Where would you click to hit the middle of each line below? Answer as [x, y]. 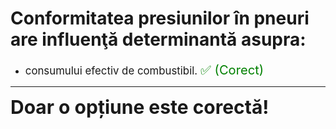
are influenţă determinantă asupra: [158, 39]
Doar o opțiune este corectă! [140, 107]
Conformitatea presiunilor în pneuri [160, 18]
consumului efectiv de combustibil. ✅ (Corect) [144, 69]
